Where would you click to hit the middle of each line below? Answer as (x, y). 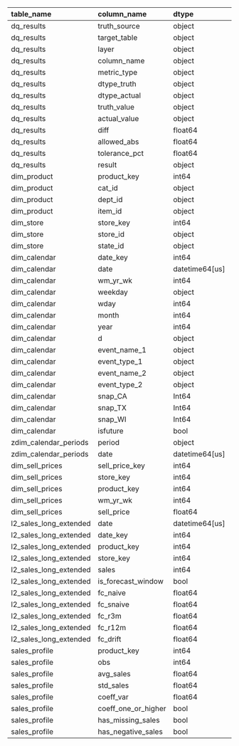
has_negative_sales (131, 731)
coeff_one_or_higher (132, 709)
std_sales (113, 685)
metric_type (118, 72)
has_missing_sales (129, 720)
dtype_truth (117, 84)
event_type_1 (120, 361)
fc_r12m (112, 627)
